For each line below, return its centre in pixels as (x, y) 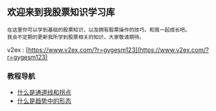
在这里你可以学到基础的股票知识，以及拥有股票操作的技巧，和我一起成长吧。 (99, 29)
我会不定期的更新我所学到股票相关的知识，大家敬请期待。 (76, 37)
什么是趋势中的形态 (44, 101)
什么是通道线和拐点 (44, 92)
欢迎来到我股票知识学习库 (61, 12)
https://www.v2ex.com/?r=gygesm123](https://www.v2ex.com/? (118, 49)
